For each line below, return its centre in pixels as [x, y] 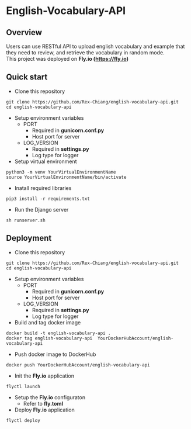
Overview [24, 32]
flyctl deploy [23, 420]
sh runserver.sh [26, 220]
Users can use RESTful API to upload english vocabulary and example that [95, 46]
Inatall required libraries [43, 188]
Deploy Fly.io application [44, 410]
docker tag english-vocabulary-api [49, 338]
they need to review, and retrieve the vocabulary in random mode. [85, 53]
